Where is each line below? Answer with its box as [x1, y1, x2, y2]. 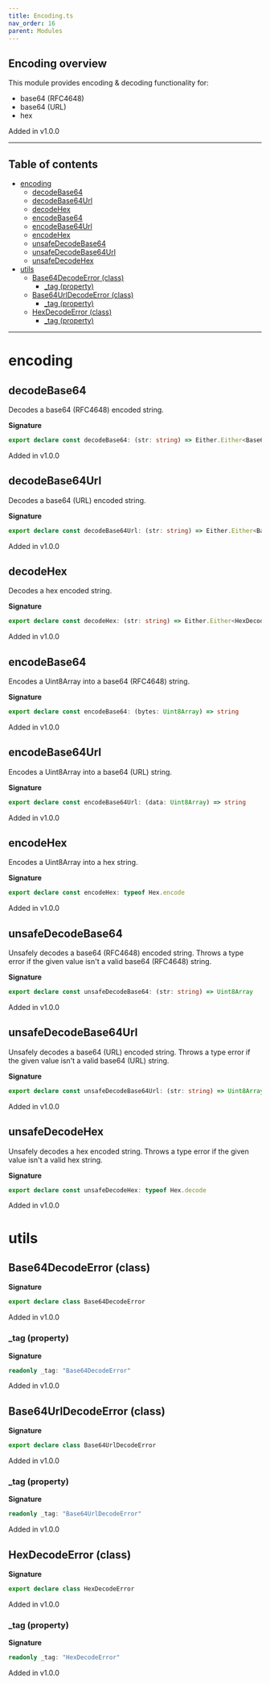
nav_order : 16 [8, 19, 56, 27]
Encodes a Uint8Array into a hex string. [8, 858, 138, 867]
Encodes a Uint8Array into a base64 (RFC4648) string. [8, 676, 190, 686]
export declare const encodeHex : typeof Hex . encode [8, 888, 185, 897]
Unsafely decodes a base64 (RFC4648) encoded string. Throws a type [8, 948, 244, 958]
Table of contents [8, 157, 98, 171]
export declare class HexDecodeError [8, 1585, 135, 1593]
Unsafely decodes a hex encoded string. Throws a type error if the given [8, 1146, 249, 1156]
